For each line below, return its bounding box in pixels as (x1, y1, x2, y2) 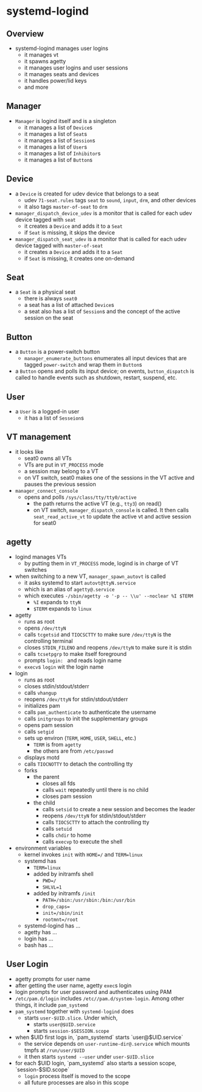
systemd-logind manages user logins (15, 44, 108, 52)
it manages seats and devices (24, 71, 99, 77)
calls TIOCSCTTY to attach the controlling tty (42, 818, 150, 826)
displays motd (24, 753, 60, 761)
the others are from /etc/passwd (33, 747, 114, 755)
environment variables (15, 844, 72, 851)
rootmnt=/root (42, 917, 78, 923)
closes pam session (42, 792, 92, 800)
